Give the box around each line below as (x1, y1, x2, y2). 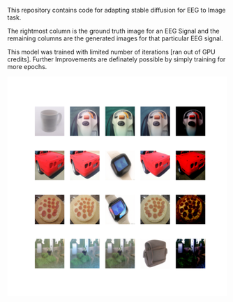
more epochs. (7, 63, 47, 70)
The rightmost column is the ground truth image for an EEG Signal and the (7, 27, 220, 35)
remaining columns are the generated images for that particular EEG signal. (7, 34, 223, 43)
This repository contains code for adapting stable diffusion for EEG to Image (7, 6, 226, 14)
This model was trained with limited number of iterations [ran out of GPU (7, 48, 216, 56)
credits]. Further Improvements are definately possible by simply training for (7, 55, 226, 63)
